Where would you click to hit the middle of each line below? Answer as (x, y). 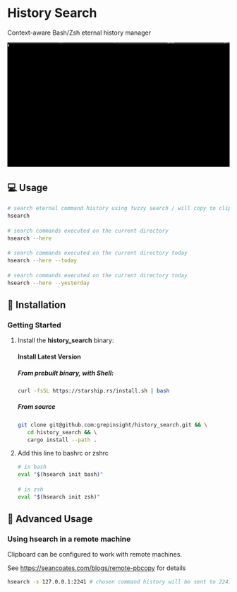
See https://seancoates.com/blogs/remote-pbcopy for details (97, 568)
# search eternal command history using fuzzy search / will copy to (112, 209)
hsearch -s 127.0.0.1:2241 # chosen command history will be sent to (112, 582)
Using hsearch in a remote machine (69, 539)
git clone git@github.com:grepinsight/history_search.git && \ (113, 425)
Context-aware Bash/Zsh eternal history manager (79, 33)
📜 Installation (37, 305)
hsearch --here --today (42, 261)
